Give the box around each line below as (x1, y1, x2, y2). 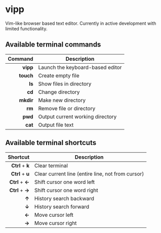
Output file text (38, 121, 74, 128)
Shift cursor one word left (34, 178, 95, 185)
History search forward (34, 203, 90, 210)
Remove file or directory (38, 105, 96, 112)
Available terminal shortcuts (5, 138, 97, 147)
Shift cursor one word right (34, 187, 98, 194)
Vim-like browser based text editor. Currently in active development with (5, 20, 156, 26)
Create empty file (38, 72, 79, 79)
